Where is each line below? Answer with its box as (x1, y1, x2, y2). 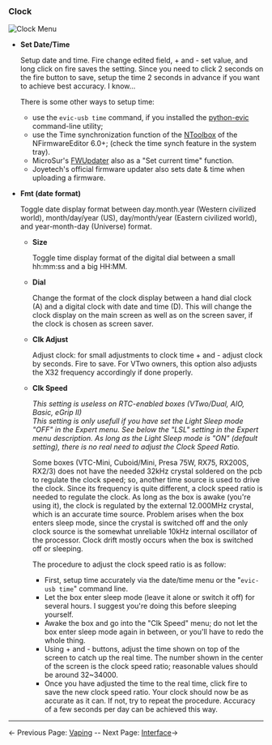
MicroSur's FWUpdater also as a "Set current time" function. (32, 156, 235, 165)
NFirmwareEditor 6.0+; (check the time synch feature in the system (32, 139, 257, 148)
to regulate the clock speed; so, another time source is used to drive (32, 475, 261, 485)
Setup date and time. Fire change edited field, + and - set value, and (19, 55, 249, 66)
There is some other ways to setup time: (19, 97, 155, 107)
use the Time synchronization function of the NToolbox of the (32, 130, 238, 139)
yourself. (44, 610, 74, 619)
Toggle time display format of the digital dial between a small (32, 253, 236, 263)
